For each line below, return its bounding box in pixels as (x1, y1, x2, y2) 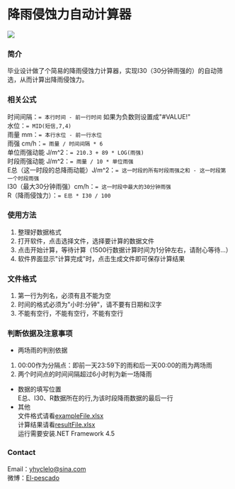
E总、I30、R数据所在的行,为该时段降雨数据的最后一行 (17, 394, 173, 402)
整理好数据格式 (17, 228, 62, 236)
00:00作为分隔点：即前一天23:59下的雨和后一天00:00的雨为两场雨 (17, 361, 212, 370)
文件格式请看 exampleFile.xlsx (17, 412, 104, 420)
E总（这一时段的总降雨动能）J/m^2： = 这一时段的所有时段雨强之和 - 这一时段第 (7, 165, 227, 174)
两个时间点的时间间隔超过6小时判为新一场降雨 (17, 370, 152, 378)
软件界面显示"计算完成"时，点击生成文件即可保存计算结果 (17, 254, 185, 263)
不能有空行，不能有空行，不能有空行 (17, 309, 124, 318)
